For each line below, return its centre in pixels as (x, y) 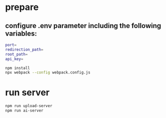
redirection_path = (24, 49)
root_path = (16, 54)
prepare (22, 7)
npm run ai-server (24, 111)
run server (27, 93)
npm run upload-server (29, 106)
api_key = (14, 59)
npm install (17, 68)
